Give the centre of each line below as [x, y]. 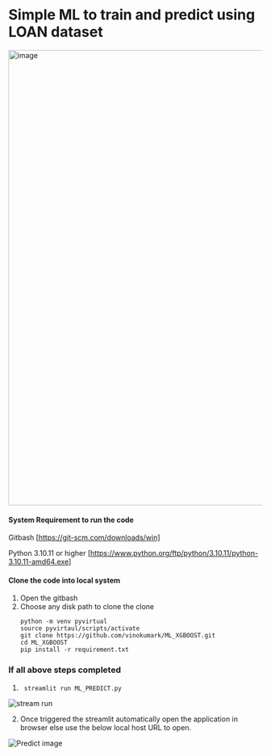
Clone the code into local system [65, 580]
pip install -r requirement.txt [74, 650]
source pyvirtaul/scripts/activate [80, 629]
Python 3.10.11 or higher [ [50, 553]
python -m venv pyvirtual [63, 622]
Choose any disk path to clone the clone [87, 607]
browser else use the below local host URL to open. [106, 727]
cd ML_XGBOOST [44, 643]
